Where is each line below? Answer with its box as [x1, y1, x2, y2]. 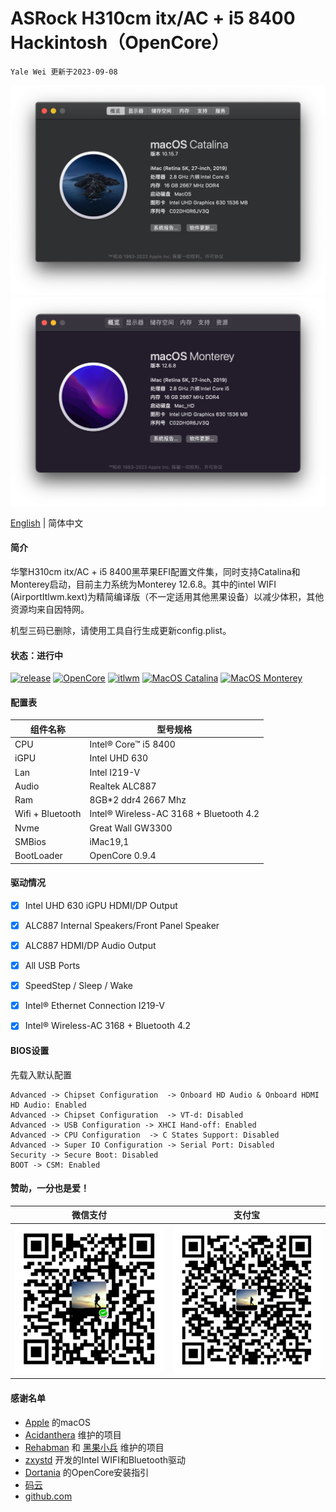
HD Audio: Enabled [10, 1100, 87, 1110]
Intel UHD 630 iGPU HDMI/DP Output [24, 899, 178, 911]
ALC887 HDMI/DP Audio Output [24, 939, 157, 951]
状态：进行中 [10, 649, 63, 661]
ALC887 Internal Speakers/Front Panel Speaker [24, 919, 220, 931]
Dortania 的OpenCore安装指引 [24, 1466, 150, 1478]
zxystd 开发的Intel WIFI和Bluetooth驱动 [24, 1453, 187, 1466]
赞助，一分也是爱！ [10, 1182, 90, 1194]
